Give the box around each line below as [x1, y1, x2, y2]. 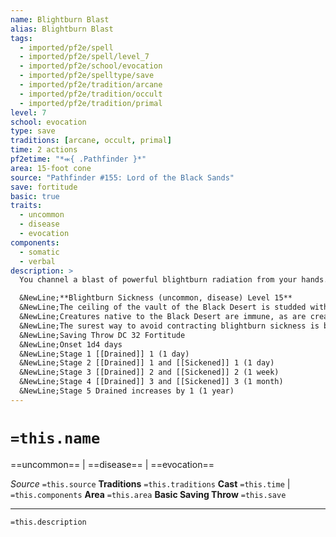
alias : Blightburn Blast [10, 24, 114, 34]
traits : [10, 201, 43, 211]
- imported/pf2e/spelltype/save [19, 71, 155, 81]
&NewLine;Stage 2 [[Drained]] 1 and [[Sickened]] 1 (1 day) [19, 358, 275, 368]
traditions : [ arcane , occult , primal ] [10, 136, 172, 146]
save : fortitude [10, 182, 78, 192]
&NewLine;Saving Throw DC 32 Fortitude [19, 330, 186, 340]
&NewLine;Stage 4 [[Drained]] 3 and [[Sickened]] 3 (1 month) [19, 377, 284, 387]
